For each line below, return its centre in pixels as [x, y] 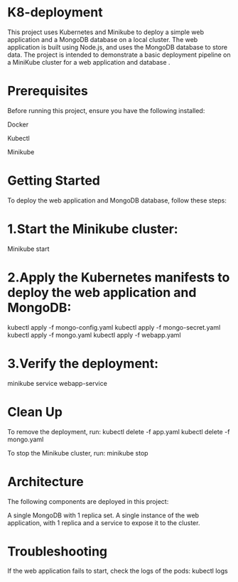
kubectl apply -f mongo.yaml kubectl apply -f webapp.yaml [94, 335]
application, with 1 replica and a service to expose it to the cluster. [104, 522]
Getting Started [54, 181]
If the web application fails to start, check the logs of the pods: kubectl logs [118, 571]
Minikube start [28, 249]
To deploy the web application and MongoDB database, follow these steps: [117, 200]
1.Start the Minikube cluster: [93, 229]
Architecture [45, 481]
